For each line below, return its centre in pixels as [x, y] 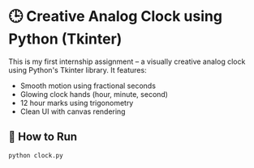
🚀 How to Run [43, 137]
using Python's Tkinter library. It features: [78, 69]
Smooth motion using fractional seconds [88, 86]
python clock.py [36, 155]
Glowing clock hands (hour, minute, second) [94, 94]
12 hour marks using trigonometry [77, 103]
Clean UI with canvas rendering [73, 111]
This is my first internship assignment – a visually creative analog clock [127, 61]
